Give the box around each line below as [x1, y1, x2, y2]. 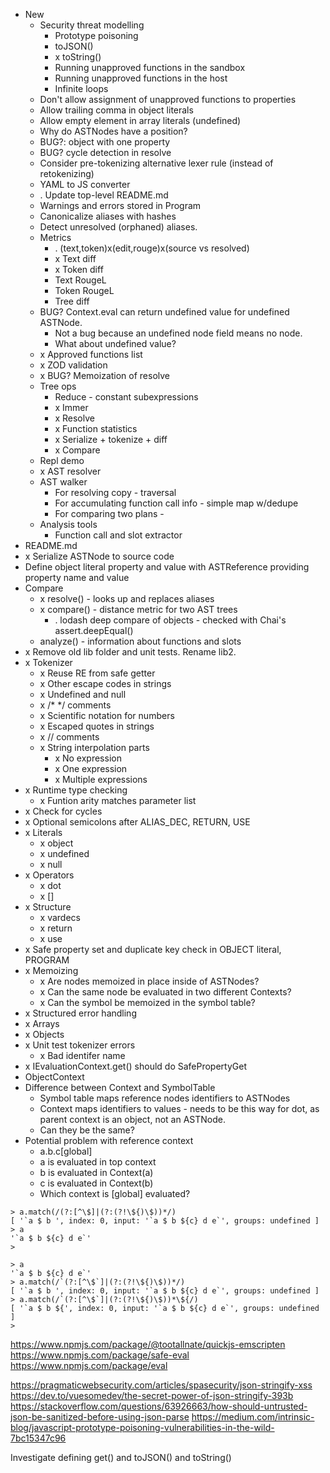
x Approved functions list [39, 349, 143, 360]
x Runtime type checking [24, 784, 128, 796]
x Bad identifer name [39, 1050, 126, 1061]
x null [39, 859, 63, 870]
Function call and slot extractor [54, 529, 183, 541]
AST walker [39, 476, 88, 488]
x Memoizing [24, 965, 79, 976]
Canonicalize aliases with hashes [39, 210, 177, 222]
